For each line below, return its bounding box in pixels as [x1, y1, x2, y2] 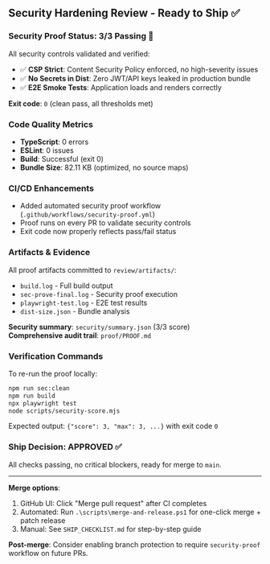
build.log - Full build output [19, 281, 114, 290]
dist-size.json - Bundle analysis [19, 306, 130, 316]
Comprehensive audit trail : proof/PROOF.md [8, 330, 151, 340]
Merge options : [8, 483, 60, 492]
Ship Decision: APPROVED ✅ [8, 442, 123, 453]
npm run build [8, 392, 56, 400]
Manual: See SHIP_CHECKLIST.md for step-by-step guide [19, 524, 202, 533]
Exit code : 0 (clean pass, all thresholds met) [8, 98, 154, 108]
